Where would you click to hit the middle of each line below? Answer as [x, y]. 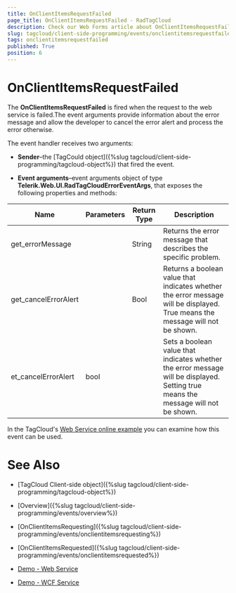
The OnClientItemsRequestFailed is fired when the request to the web [110, 107]
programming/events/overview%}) [67, 513]
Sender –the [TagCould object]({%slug [73, 157]
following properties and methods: [67, 193]
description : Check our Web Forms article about [80, 27]
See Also [34, 465]
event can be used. [35, 436]
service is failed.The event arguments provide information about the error [113, 115]
